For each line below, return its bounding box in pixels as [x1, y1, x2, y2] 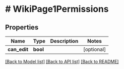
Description [50, 38, 78, 44]
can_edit [7, 46, 29, 53]
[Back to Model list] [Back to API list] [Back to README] [5, 59, 119, 65]
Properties [5, 23, 39, 32]
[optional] [83, 46, 106, 53]
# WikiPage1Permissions [5, 3, 109, 15]
